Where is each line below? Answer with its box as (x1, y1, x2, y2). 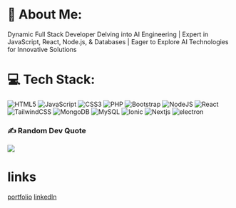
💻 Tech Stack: (7, 71, 96, 88)
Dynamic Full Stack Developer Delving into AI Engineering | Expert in (7, 30, 209, 38)
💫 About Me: (7, 6, 83, 23)
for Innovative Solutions (7, 45, 77, 53)
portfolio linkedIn (7, 192, 57, 202)
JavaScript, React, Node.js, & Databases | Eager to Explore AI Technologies (7, 37, 229, 46)
